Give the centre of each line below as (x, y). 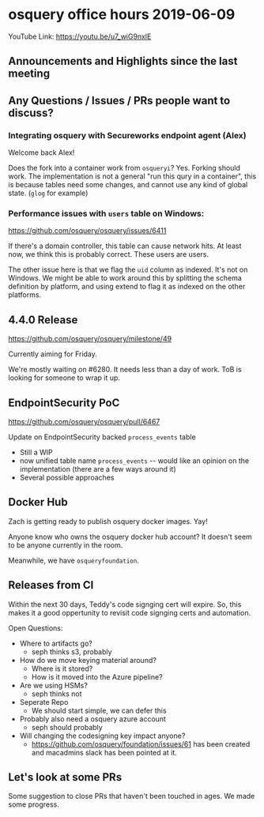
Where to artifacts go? (56, 643)
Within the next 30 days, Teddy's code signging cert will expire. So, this (125, 604)
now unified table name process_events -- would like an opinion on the (134, 461)
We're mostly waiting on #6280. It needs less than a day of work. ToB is (125, 370)
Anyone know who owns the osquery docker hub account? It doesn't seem (130, 537)
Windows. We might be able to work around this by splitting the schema (125, 278)
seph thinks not (57, 694)
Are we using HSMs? (54, 685)
